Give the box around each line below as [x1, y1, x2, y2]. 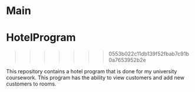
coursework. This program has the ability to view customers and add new [6, 74, 184, 81]
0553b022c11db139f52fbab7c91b [108, 50, 190, 57]
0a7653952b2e [108, 57, 146, 64]
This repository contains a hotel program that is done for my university [6, 68, 177, 75]
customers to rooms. [6, 80, 57, 87]
